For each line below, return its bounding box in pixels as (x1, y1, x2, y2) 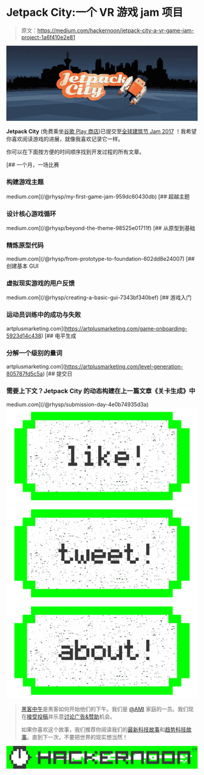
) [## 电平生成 (41, 332, 76, 339)
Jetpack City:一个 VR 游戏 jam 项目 (6, 5, 183, 19)
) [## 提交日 (42, 370, 73, 377)
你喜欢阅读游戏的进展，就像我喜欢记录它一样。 (6, 135, 123, 143)
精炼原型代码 (6, 241, 44, 249)
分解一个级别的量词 (6, 348, 63, 357)
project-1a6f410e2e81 (21, 33, 76, 41)
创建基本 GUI (6, 262, 39, 270)
